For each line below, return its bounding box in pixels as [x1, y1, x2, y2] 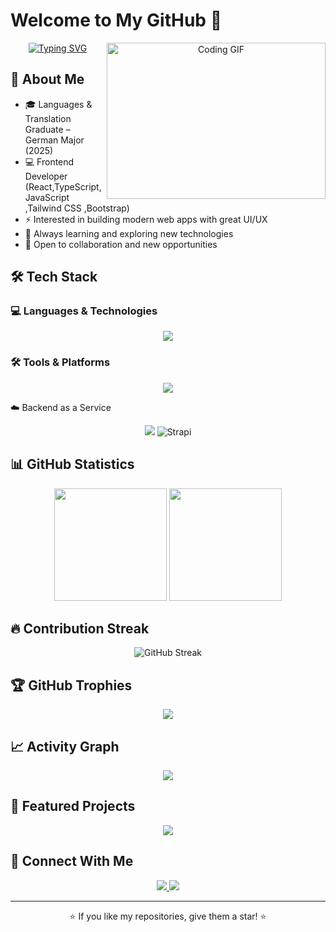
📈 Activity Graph [10, 738, 120, 755]
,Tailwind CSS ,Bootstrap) [24, 202, 130, 214]
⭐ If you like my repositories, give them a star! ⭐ [69, 910, 267, 922]
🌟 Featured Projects [10, 798, 136, 815]
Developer [24, 170, 68, 182]
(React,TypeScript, [24, 180, 102, 193]
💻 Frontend [24, 155, 75, 168]
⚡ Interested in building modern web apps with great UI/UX [24, 213, 268, 225]
